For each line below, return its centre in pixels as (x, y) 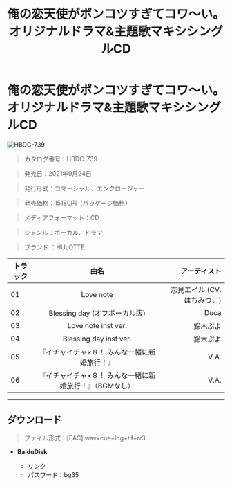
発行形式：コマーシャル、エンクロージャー (84, 188)
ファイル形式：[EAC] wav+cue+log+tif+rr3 (85, 438)
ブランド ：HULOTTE (54, 247)
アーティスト (201, 271)
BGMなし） (116, 386)
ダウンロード (35, 420)
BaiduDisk (32, 451)
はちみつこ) (203, 300)
